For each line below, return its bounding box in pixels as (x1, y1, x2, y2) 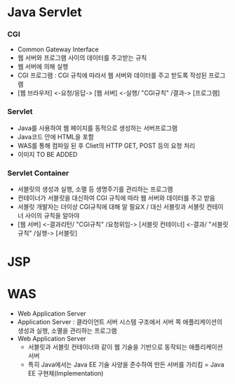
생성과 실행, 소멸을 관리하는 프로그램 (17, 326, 117, 335)
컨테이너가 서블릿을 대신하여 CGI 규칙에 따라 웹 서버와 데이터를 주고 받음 (17, 194, 216, 203)
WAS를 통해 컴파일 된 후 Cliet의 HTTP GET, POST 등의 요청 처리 (17, 141, 196, 150)
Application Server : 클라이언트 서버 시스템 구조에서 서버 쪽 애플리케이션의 (17, 318, 223, 326)
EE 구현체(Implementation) (27, 369, 104, 378)
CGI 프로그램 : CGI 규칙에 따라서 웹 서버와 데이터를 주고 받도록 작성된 (17, 71, 207, 79)
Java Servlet (7, 4, 82, 20)
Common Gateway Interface (17, 45, 100, 53)
